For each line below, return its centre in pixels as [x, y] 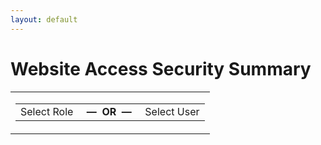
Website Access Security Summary [161, 68]
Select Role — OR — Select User [110, 111]
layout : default [44, 19]
